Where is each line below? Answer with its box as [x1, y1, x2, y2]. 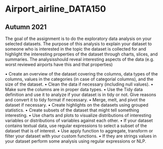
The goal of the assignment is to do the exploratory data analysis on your [5, 36, 152, 41]
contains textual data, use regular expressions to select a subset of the [5, 123, 147, 129]
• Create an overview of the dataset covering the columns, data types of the [5, 71, 158, 76]
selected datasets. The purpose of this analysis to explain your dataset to [5, 41, 152, 47]
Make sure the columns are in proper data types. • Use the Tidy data [5, 87, 143, 92]
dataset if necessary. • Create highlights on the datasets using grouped [5, 102, 148, 108]
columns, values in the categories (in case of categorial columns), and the [5, 76, 154, 82]
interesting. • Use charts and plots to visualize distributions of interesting [5, 112, 152, 118]
